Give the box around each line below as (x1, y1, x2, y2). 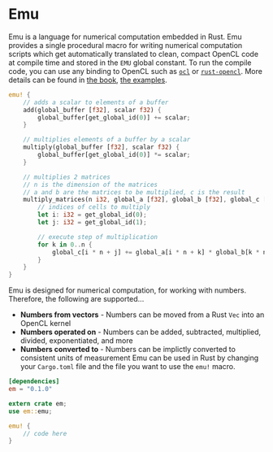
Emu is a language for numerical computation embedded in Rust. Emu (8, 32, 242, 41)
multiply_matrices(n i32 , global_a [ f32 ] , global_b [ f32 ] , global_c (23, 196, 260, 204)
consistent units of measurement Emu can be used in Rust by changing (19, 353, 259, 363)
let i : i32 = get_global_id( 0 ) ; (37, 211, 148, 219)
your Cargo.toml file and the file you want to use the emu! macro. (19, 362, 236, 372)
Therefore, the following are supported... (8, 294, 145, 304)
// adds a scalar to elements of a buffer (23, 98, 169, 106)
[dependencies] (8, 377, 60, 386)
